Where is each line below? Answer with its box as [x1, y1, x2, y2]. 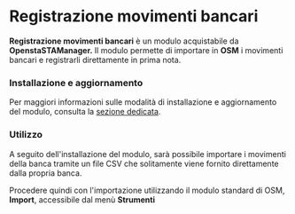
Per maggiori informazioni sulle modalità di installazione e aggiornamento [9, 97, 277, 107]
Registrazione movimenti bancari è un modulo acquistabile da [9, 36, 239, 46]
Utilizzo [9, 129, 43, 141]
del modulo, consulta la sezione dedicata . [9, 107, 161, 117]
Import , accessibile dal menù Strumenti [9, 194, 155, 205]
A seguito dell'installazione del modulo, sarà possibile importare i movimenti [9, 148, 286, 159]
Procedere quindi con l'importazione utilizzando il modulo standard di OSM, [9, 185, 285, 195]
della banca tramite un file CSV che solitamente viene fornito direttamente [9, 158, 279, 169]
